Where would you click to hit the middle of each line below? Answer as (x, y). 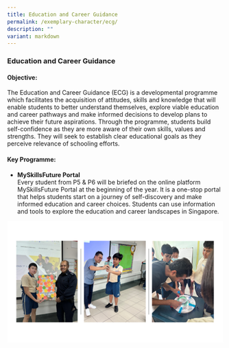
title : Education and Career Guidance (62, 14)
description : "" (30, 29)
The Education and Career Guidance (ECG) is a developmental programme (112, 93)
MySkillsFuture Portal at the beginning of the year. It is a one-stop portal (119, 189)
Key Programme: (32, 159)
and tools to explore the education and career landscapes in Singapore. (118, 211)
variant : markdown (33, 36)
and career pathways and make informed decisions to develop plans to (107, 115)
